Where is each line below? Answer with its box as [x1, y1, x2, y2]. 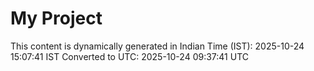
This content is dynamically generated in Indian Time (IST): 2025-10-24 [10, 40, 305, 52]
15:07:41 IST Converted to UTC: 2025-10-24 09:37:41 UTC [10, 50, 249, 62]
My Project [10, 7, 103, 30]
